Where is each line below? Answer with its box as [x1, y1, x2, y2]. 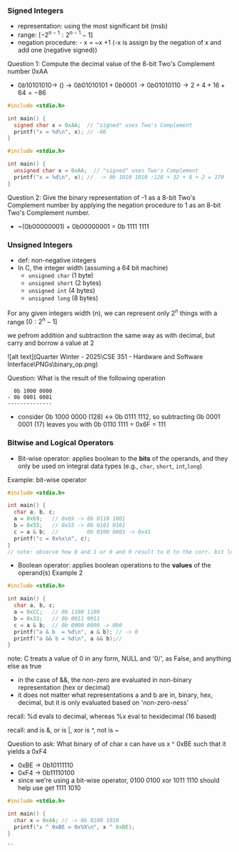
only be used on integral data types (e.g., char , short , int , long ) [17, 462, 203, 470]
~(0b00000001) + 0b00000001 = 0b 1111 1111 [17, 222, 149, 230]
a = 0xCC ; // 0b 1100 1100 [14, 609, 100, 616]
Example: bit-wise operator [7, 475, 87, 484]
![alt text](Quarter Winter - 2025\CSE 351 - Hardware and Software [7, 353, 203, 361]
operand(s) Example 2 [17, 568, 83, 577]
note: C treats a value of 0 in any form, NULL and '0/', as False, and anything [7, 654, 231, 663]
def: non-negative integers [17, 256, 97, 265]
